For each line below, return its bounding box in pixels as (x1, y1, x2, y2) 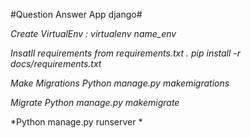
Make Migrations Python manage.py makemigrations (10, 77, 230, 89)
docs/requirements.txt (10, 58, 102, 69)
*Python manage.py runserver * (10, 116, 143, 128)
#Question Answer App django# (10, 9, 143, 20)
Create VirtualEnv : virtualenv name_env (10, 28, 177, 39)
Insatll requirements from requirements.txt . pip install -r (10, 47, 242, 59)
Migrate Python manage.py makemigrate (10, 97, 180, 108)
